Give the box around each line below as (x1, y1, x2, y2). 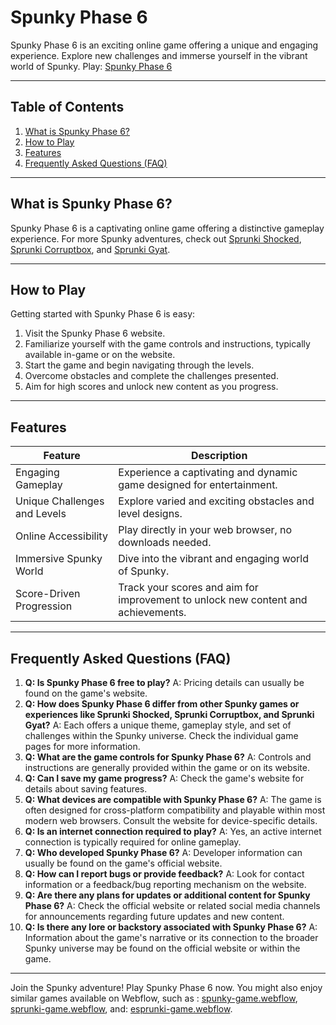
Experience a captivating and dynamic (118, 466, 298, 480)
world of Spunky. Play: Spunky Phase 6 (10, 60, 173, 72)
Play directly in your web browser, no (118, 523, 293, 537)
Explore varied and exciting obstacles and (118, 494, 315, 508)
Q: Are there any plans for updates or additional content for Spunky (24, 889, 311, 901)
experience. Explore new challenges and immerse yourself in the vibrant (10, 49, 308, 61)
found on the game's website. (24, 687, 148, 699)
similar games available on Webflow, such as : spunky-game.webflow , (10, 992, 298, 1004)
